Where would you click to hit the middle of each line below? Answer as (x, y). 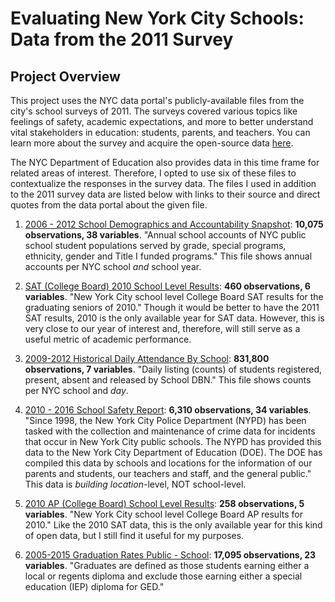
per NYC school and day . (76, 390)
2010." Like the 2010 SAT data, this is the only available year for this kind (173, 525)
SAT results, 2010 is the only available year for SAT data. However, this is (174, 318)
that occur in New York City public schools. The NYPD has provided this (173, 441)
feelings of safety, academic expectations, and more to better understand (162, 121)
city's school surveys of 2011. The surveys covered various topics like (154, 111)
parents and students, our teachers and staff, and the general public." (168, 473)
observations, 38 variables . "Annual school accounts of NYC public (165, 235)
